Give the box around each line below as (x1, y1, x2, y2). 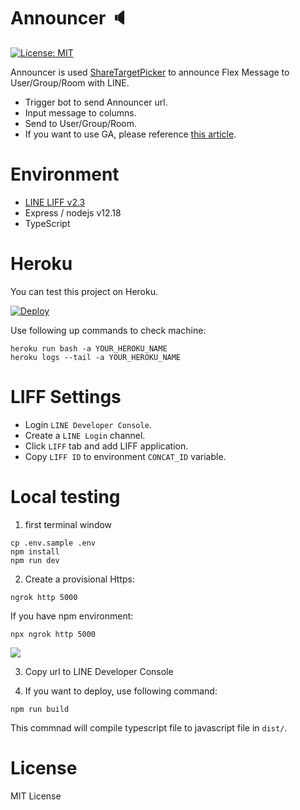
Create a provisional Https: (24, 573, 135, 585)
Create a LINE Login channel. (24, 429, 146, 441)
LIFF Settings (10, 386, 122, 408)
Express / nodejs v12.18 (24, 206, 122, 219)
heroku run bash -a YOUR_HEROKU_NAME (10, 343, 168, 354)
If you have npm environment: (10, 610, 134, 622)
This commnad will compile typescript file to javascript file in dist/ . (10, 721, 288, 734)
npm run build (10, 704, 70, 714)
